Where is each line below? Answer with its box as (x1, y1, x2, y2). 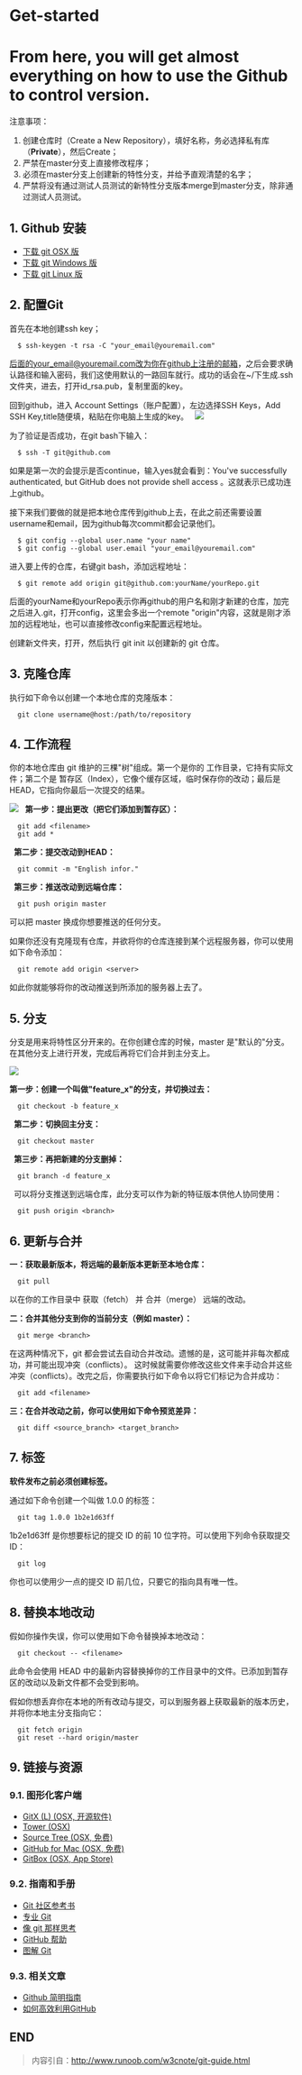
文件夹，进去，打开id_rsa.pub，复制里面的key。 (9, 380, 188, 391)
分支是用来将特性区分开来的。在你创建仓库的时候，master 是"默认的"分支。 (9, 1037, 290, 1047)
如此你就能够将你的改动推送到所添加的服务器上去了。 (9, 982, 207, 992)
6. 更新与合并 (9, 1233, 83, 1248)
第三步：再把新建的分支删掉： (13, 1154, 124, 1165)
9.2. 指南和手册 (9, 1878, 76, 1890)
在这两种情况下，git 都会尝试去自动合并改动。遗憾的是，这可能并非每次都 (9, 1348, 282, 1358)
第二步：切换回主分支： (13, 1119, 101, 1129)
